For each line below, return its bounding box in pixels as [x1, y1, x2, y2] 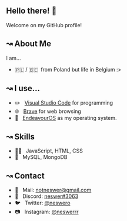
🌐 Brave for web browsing [14, 108, 81, 115]
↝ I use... [6, 83, 40, 93]
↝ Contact [6, 171, 45, 181]
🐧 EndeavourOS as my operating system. [14, 115, 117, 122]
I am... [6, 54, 21, 61]
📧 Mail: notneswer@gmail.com [14, 187, 92, 194]
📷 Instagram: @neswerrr [14, 208, 79, 216]
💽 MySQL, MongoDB [14, 154, 68, 161]
